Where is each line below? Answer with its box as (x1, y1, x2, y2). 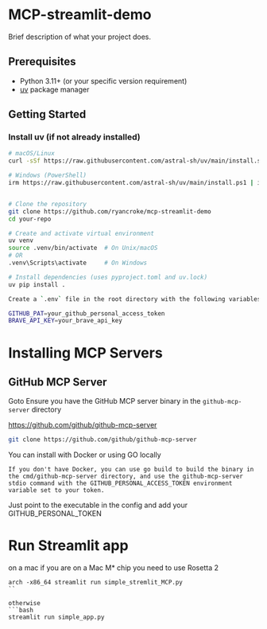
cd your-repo (8, 215, 52, 223)
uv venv (8, 236, 34, 244)
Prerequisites (8, 55, 76, 68)
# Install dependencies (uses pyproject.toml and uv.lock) (8, 273, 208, 281)
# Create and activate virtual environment (8, 229, 155, 237)
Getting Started (8, 107, 87, 121)
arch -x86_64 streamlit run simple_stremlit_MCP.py (8, 579, 183, 587)
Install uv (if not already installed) (8, 131, 141, 143)
